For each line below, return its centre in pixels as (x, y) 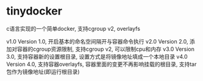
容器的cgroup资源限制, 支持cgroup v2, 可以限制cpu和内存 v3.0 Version (106, 49)
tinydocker (34, 11)
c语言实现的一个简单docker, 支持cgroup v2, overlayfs (73, 28)
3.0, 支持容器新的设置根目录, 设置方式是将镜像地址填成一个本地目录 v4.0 (97, 56)
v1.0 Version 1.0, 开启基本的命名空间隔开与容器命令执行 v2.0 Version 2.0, (97, 41)
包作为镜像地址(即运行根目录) (43, 71)
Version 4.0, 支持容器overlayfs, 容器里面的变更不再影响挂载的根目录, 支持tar (101, 64)
